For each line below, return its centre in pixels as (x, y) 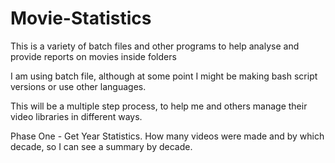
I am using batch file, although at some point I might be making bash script (164, 76)
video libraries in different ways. (76, 116)
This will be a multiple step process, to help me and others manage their (159, 106)
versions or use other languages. (78, 86)
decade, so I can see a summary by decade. (101, 146)
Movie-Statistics (81, 18)
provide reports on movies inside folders (93, 56)
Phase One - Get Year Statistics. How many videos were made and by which (167, 136)
